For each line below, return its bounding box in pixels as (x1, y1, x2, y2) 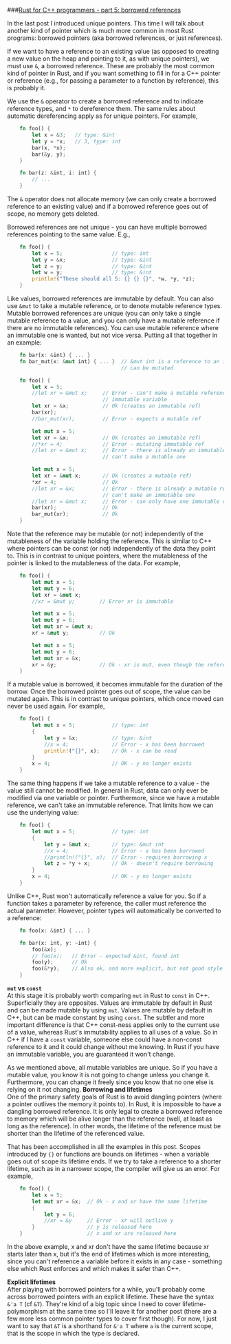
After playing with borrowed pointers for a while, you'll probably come (7, 1285, 206, 1293)
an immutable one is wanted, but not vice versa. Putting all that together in (7, 331, 218, 339)
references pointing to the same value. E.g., (7, 230, 131, 238)
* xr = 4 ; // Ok (32, 478, 118, 485)
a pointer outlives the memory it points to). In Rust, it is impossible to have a (7, 1100, 221, 1108)
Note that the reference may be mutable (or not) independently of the (7, 530, 204, 538)
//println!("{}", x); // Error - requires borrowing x (43, 854, 208, 861)
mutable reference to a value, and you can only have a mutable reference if (7, 316, 220, 325)
